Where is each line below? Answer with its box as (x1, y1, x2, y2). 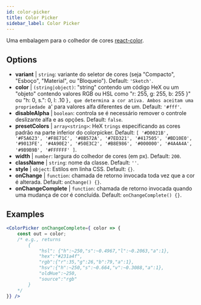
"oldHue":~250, (38, 270, 78, 276)
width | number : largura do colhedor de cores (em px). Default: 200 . (15, 153, 182, 160)
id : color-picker (6, 9, 50, 15)
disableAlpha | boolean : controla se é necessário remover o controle (15, 110, 187, 117)
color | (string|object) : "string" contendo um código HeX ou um (15, 83, 179, 91)
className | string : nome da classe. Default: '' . (15, 159, 139, 166)
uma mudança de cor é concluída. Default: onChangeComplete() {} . (15, 191, 182, 198)
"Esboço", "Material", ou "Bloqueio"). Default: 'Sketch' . (15, 77, 154, 85)
